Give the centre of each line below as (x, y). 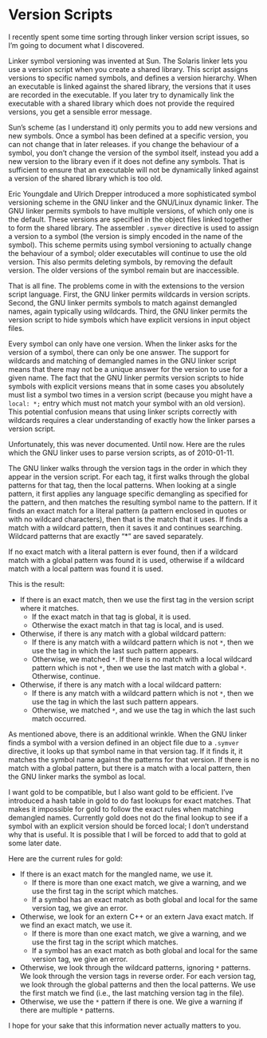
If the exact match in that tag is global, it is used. (111, 617)
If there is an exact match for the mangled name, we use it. (116, 874)
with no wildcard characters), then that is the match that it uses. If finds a (128, 519)
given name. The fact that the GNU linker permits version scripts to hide (126, 377)
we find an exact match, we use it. (76, 924)
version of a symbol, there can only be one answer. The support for (119, 352)
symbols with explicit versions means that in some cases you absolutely (126, 386)
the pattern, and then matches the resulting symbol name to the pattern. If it (133, 502)
